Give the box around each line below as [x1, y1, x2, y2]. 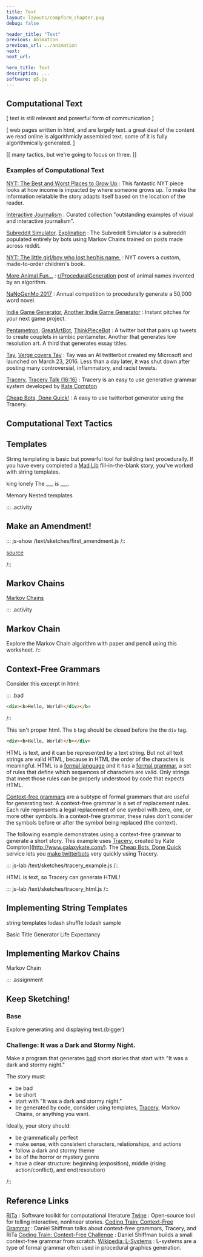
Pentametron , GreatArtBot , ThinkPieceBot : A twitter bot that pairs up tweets [6, 327, 197, 334]
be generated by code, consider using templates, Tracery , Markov [15, 1104, 181, 1111]
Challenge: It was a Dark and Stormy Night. [6, 1041, 136, 1049]
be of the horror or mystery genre [15, 1153, 99, 1160]
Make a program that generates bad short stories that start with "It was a [6, 1055, 188, 1062]
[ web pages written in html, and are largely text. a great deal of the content [6, 126, 195, 134]
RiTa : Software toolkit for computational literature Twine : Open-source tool [6, 1212, 195, 1219]
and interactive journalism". [6, 217, 75, 225]
